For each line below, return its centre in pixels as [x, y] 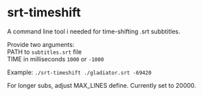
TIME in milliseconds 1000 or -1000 [56, 59]
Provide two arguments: [41, 44]
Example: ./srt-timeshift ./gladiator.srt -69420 [80, 72]
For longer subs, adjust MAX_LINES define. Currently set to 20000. [102, 85]
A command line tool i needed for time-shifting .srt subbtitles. [94, 31]
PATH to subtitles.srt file [45, 52]
